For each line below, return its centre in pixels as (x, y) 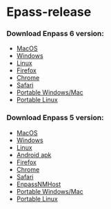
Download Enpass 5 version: (55, 118)
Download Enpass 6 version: (55, 34)
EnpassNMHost (39, 184)
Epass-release (49, 12)
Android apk (34, 155)
